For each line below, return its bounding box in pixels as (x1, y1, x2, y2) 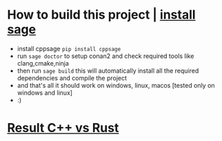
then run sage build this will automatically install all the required (17, 66, 199, 75)
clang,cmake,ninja (17, 59, 69, 67)
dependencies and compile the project (17, 73, 128, 82)
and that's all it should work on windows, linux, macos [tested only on (17, 81, 215, 89)
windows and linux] (17, 88, 73, 97)
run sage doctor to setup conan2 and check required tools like (17, 52, 194, 60)
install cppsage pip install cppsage (17, 44, 121, 53)
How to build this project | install (7, 7, 196, 23)
